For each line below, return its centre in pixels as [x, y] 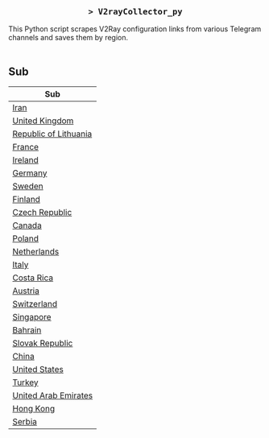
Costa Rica [33, 278]
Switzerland [35, 304]
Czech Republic [42, 213]
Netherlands [36, 252]
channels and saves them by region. [68, 38]
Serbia [25, 422]
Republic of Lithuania [52, 134]
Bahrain [27, 330]
